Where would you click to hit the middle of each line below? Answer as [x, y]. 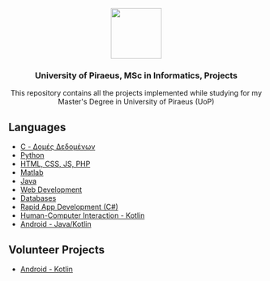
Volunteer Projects [57, 250]
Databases [38, 198]
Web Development [51, 189]
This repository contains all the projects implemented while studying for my [136, 93]
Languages [37, 127]
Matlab [32, 172]
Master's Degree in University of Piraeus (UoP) [136, 102]
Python [32, 155]
